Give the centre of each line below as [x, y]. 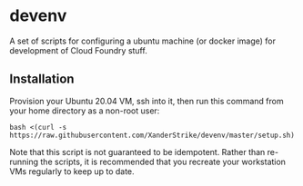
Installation [42, 79]
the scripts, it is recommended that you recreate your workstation [163, 162]
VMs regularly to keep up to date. [72, 171]
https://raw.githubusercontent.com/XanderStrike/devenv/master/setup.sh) [152, 135]
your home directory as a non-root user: [85, 111]
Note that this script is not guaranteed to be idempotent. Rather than [137, 152]
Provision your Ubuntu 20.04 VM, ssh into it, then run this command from [146, 101]
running [24, 162]
